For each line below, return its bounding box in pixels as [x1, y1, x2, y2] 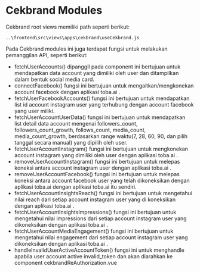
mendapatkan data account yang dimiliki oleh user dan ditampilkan [14, 69, 179, 76]
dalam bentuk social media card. [14, 76, 95, 83]
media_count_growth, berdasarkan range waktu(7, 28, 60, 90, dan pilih [14, 132, 188, 140]
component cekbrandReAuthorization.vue [14, 259, 118, 266]
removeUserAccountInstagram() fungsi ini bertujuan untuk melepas [14, 158, 180, 165]
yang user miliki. [14, 107, 55, 114]
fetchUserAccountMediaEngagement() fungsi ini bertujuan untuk [14, 227, 174, 235]
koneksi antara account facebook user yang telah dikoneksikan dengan [14, 177, 190, 184]
